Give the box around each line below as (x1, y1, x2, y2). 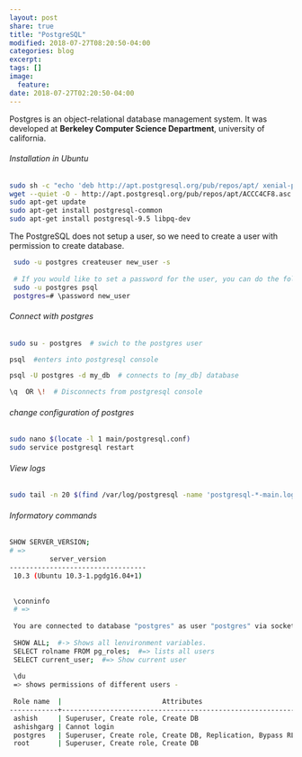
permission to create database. (9, 241, 125, 251)
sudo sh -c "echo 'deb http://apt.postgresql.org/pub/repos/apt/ (9, 181, 259, 190)
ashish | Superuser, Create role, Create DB (13, 714, 200, 723)
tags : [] (9, 64, 42, 73)
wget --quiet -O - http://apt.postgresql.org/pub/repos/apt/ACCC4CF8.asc (9, 189, 292, 198)
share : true (9, 22, 54, 31)
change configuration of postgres (9, 406, 135, 417)
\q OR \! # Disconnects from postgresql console (9, 388, 203, 397)
